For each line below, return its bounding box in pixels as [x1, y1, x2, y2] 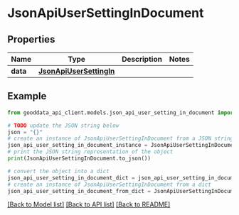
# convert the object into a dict [7, 167, 110, 175]
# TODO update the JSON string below [7, 122, 119, 129]
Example [7, 90, 47, 102]
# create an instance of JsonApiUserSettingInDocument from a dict [7, 181, 212, 188]
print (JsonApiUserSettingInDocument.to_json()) [7, 155, 152, 162]
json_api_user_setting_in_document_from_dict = [7, 187, 152, 194]
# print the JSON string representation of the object [7, 148, 174, 155]
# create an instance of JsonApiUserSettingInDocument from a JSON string [7, 135, 234, 143]
